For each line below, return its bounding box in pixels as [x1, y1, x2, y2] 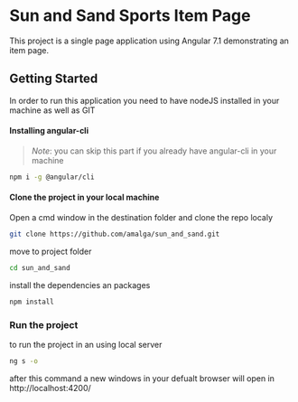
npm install [9, 297, 54, 306]
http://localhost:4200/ [9, 382, 92, 393]
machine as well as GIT [9, 105, 96, 116]
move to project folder [9, 246, 92, 257]
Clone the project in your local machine [9, 192, 160, 203]
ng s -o [9, 356, 39, 366]
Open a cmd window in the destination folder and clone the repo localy [9, 212, 274, 223]
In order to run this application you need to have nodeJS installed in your [9, 95, 280, 106]
